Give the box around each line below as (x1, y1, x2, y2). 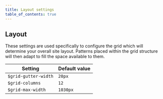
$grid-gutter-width (7, 73, 54, 79)
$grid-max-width (7, 87, 46, 93)
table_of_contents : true (5, 12, 56, 17)
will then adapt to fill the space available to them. (5, 54, 105, 60)
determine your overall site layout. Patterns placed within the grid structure (5, 48, 158, 54)
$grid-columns (7, 80, 41, 86)
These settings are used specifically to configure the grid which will (5, 43, 144, 49)
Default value (58, 65, 91, 72)
